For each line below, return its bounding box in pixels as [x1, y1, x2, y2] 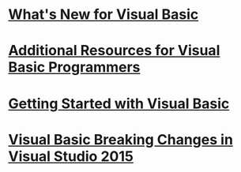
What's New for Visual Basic [8, 6, 199, 24]
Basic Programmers [8, 58, 141, 77]
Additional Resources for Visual [8, 42, 220, 60]
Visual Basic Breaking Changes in [8, 130, 233, 148]
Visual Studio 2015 [8, 148, 134, 165]
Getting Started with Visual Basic [8, 95, 230, 112]
